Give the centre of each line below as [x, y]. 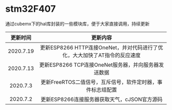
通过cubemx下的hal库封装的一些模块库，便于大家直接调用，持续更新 [78, 24]
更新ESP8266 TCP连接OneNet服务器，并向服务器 [99, 64]
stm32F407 [31, 9]
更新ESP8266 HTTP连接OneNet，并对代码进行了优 [102, 48]
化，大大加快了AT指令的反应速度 [101, 55]
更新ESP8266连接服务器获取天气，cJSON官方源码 [102, 99]
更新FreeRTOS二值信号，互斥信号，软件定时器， [99, 82]
